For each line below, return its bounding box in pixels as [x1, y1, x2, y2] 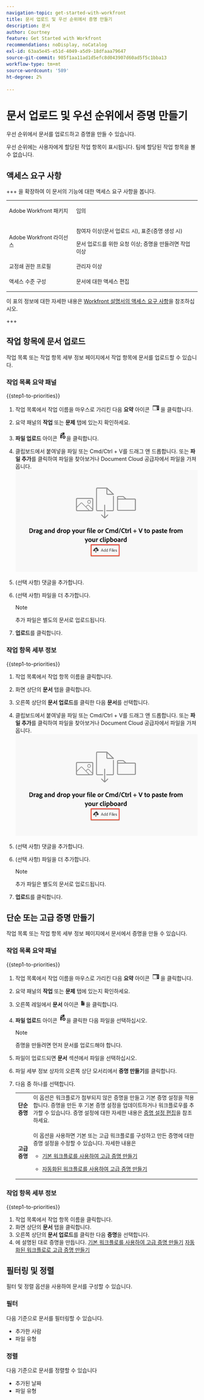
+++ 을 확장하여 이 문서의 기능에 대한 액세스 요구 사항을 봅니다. [6, 188, 156, 195]
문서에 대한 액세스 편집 [75, 277, 129, 285]
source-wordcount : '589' [6, 67, 69, 74]
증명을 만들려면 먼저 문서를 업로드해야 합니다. [15, 1041, 123, 1049]
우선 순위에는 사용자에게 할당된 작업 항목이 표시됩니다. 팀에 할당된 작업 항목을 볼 [6, 143, 196, 151]
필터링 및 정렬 [6, 1265, 55, 1276]
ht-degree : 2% [6, 74, 42, 80]
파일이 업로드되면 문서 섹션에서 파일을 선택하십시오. [15, 1054, 137, 1061]
